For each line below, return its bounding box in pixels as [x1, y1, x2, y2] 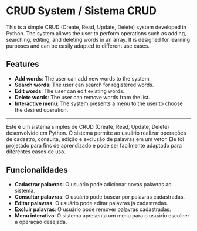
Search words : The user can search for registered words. [14, 81, 154, 88]
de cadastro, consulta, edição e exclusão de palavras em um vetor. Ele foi [6, 135, 184, 142]
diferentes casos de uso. [6, 148, 66, 155]
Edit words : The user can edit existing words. [14, 87, 125, 95]
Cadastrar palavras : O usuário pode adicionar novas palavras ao [14, 180, 172, 188]
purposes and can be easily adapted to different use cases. [6, 42, 150, 49]
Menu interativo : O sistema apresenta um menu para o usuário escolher [14, 212, 189, 219]
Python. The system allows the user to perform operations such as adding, [6, 29, 186, 36]
